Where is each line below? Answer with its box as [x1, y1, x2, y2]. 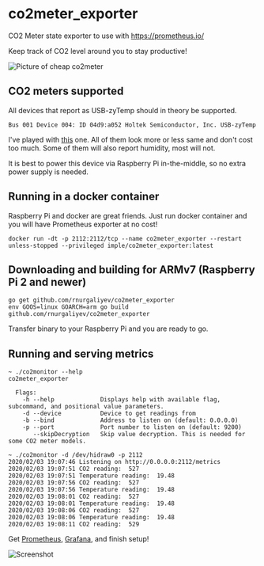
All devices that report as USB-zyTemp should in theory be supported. [8, 105, 237, 115]
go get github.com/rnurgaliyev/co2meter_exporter [8, 296, 175, 305]
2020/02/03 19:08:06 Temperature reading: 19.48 [8, 514, 175, 522]
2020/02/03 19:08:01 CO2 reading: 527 [8, 492, 140, 501]
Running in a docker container [8, 190, 160, 203]
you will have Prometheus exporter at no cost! [8, 219, 158, 229]
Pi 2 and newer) [8, 275, 87, 289]
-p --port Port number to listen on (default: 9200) [22, 424, 243, 431]
